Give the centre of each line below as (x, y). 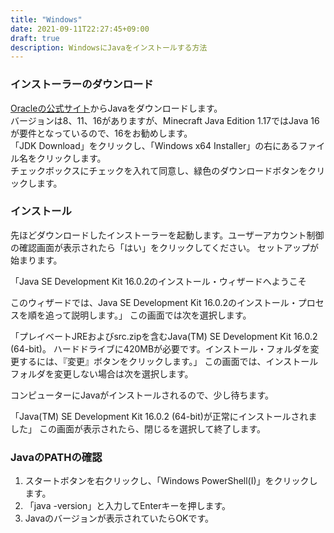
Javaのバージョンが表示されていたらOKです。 (119, 518)
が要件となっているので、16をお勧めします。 (101, 133)
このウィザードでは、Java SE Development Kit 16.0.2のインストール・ (154, 302)
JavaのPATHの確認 (56, 457)
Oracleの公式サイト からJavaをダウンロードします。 (116, 108)
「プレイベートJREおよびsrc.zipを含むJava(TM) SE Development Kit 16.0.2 (164, 336)
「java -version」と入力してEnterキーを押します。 (128, 506)
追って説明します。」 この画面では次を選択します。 (148, 315)
